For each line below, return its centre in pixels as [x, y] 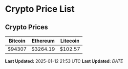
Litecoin [70, 41]
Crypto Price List [40, 9]
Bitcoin [17, 41]
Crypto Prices [27, 27]
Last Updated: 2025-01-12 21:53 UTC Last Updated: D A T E [64, 61]
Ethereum [43, 41]
